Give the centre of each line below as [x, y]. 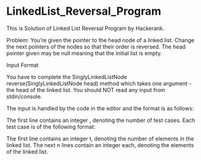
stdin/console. [25, 96]
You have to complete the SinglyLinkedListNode [67, 77]
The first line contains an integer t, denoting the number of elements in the [100, 139]
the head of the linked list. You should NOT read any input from [86, 90]
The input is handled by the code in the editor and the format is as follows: [100, 108]
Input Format [22, 65]
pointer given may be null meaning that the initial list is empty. [84, 53]
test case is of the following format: [51, 126]
